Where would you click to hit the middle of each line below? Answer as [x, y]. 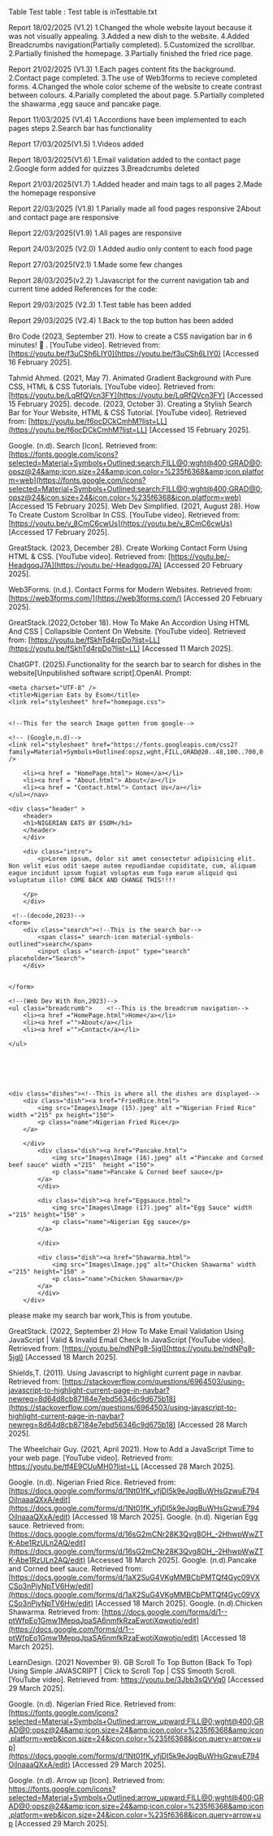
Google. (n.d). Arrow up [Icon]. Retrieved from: [87, 1780]
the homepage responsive [52, 193]
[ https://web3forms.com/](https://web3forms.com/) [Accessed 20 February [135, 598]
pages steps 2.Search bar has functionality [80, 128]
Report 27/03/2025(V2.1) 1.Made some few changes [95, 264]
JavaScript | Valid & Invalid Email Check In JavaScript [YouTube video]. [127, 1340]
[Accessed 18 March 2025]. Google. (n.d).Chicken [178, 1603]
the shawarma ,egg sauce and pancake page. [85, 104]
